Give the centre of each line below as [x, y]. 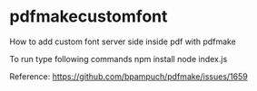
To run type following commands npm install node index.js [119, 59]
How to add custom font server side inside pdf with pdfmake [123, 41]
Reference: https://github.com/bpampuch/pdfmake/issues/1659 [128, 76]
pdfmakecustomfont [89, 17]
